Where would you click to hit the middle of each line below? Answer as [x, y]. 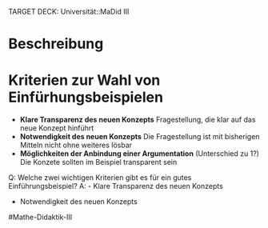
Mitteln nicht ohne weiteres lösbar [76, 145]
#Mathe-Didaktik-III [40, 217]
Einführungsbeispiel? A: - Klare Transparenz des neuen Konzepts [116, 186]
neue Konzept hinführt [57, 128]
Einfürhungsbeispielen [86, 97]
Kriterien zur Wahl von [84, 80]
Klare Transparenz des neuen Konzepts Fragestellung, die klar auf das [138, 120]
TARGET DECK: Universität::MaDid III [69, 12]
